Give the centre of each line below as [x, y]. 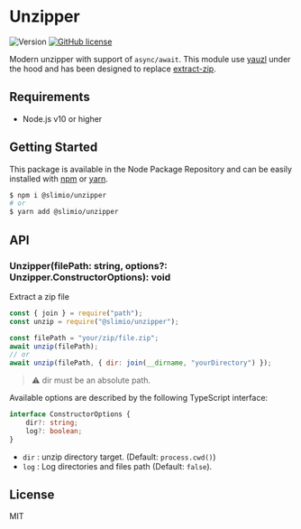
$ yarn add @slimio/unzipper [64, 212]
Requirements [50, 97]
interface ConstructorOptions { [70, 414]
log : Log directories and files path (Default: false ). [117, 466]
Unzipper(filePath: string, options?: [89, 265]
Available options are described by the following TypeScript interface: [139, 398]
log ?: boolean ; [54, 431]
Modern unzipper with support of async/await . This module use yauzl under [150, 59]
